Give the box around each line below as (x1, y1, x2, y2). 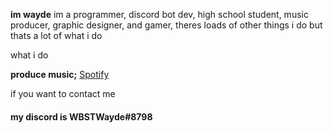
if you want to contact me (10, 88, 116, 99)
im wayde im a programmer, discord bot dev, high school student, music (10, 9, 309, 20)
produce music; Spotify (10, 69, 110, 80)
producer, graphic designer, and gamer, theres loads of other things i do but (10, 19, 323, 31)
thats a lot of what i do (10, 30, 103, 41)
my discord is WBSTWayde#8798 (10, 110, 153, 123)
